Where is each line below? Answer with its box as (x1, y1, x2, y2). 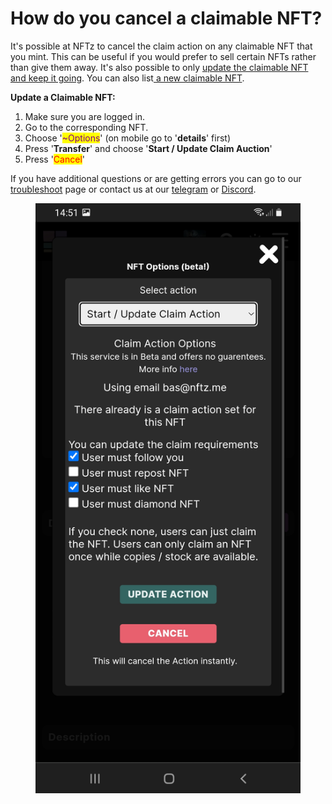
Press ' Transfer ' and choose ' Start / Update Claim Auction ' (24, 142, 273, 154)
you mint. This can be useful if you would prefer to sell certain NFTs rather (10, 50, 317, 62)
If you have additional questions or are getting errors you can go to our (10, 172, 302, 184)
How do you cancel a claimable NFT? (10, 7, 323, 30)
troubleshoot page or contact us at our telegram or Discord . (10, 183, 257, 195)
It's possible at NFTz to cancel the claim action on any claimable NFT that (10, 40, 313, 52)
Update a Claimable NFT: (10, 91, 116, 103)
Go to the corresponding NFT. (24, 121, 149, 133)
